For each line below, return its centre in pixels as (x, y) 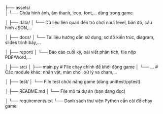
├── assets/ (18, 8)
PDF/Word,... (18, 57)
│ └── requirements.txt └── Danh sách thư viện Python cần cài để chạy (79, 101)
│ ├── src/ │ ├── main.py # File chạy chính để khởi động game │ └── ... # (82, 67)
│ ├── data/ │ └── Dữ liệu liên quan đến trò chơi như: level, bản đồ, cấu (79, 22)
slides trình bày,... (23, 42)
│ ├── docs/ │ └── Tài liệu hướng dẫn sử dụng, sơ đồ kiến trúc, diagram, (80, 37)
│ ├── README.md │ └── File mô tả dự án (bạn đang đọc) (65, 91)
